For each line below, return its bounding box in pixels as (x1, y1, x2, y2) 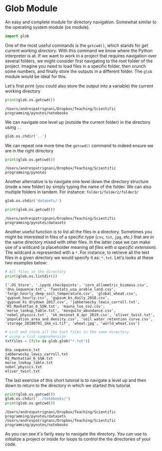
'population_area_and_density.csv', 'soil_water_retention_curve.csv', (5, 317, 153, 321)
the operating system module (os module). (5, 24, 90, 30)
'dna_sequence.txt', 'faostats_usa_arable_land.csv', (5, 287, 116, 292)
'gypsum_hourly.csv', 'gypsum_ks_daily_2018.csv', (5, 295, 110, 300)
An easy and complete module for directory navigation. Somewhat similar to (5, 19, 157, 25)
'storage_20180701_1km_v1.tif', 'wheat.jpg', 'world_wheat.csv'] (5, 321, 140, 326)
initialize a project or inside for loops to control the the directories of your (5, 436, 151, 442)
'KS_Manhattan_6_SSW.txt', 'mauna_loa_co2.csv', (5, 304, 105, 309)
